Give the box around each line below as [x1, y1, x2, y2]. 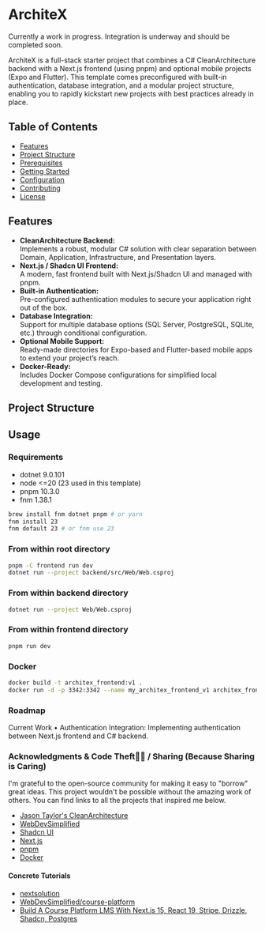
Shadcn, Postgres [19, 914, 78, 923]
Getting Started [19, 166, 69, 175]
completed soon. [8, 40, 63, 49]
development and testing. [19, 378, 103, 388]
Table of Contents [8, 120, 99, 134]
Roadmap [8, 705, 46, 716]
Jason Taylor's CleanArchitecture [19, 811, 129, 820]
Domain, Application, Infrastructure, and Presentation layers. [19, 252, 217, 262]
